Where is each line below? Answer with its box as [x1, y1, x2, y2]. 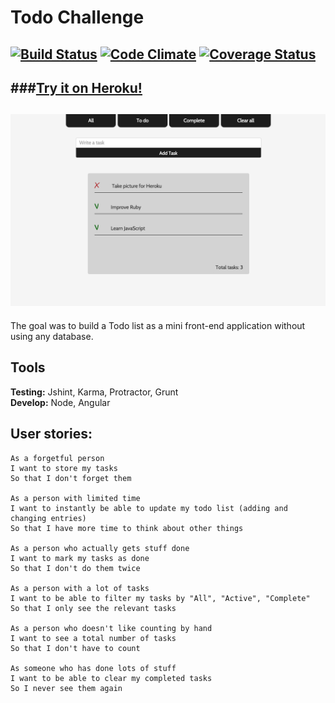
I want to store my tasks [10, 463, 118, 473]
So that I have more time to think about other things [10, 523, 244, 533]
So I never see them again [10, 683, 123, 693]
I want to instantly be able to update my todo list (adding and [10, 503, 288, 513]
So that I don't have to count [10, 643, 141, 653]
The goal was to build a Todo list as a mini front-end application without [10, 319, 306, 331]
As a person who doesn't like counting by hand [10, 623, 213, 633]
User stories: [10, 426, 93, 443]
